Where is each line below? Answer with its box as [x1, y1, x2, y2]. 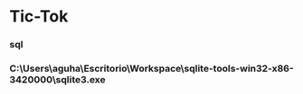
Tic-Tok [9, 6, 69, 27]
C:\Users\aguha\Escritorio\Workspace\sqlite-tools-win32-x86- [9, 63, 294, 75]
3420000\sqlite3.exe [9, 73, 106, 86]
